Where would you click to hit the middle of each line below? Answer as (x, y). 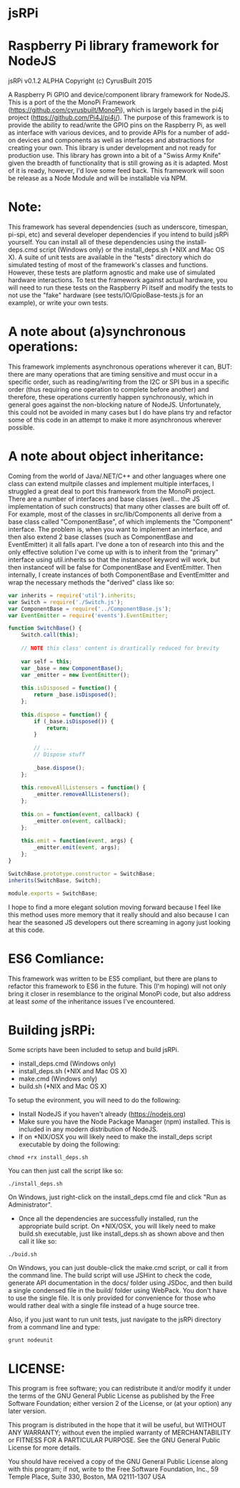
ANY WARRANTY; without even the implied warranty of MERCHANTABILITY (120, 1433)
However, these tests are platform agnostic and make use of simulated (112, 272)
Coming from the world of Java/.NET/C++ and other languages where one (117, 476)
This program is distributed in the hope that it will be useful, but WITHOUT (117, 1425)
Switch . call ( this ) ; (50, 635)
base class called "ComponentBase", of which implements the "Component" (121, 521)
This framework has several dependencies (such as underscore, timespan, (118, 227)
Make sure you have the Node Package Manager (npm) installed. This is (124, 1122)
